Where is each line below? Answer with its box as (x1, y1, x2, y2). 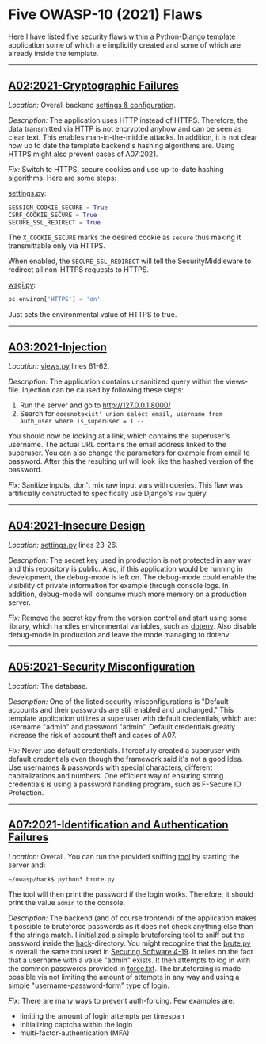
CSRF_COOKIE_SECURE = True (8, 211, 97, 219)
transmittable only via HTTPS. (8, 241, 105, 250)
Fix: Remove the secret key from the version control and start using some (8, 613, 248, 622)
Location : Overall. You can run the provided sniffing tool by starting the (8, 851, 240, 861)
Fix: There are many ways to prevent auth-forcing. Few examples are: (8, 996, 235, 1005)
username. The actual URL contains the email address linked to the (8, 440, 227, 449)
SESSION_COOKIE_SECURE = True (8, 204, 108, 212)
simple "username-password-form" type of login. (8, 981, 170, 990)
